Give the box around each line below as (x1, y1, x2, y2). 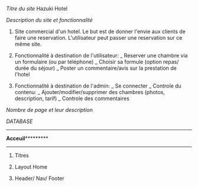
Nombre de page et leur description (6, 107, 93, 113)
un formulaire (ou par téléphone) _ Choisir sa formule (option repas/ (14, 59, 179, 65)
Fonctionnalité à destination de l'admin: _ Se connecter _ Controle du (14, 82, 181, 89)
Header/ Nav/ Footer (14, 175, 65, 182)
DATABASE (6, 118, 33, 125)
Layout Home (14, 163, 48, 170)
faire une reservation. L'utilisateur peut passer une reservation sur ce (14, 34, 183, 41)
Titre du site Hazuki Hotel (6, 5, 68, 12)
